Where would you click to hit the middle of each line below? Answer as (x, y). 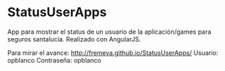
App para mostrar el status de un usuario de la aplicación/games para (109, 32)
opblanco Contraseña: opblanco (54, 60)
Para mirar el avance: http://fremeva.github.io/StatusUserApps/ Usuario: (113, 53)
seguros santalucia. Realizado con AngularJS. (74, 39)
